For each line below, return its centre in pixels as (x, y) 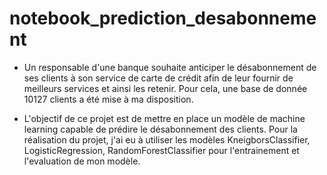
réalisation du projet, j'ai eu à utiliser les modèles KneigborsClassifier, (167, 139)
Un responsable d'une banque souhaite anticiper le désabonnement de (170, 67)
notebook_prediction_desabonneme (163, 18)
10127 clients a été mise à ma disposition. (108, 99)
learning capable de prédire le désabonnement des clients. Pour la (160, 129)
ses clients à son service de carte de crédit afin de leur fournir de (158, 78)
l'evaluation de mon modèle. (82, 161)
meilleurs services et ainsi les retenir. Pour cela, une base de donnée (165, 88)
